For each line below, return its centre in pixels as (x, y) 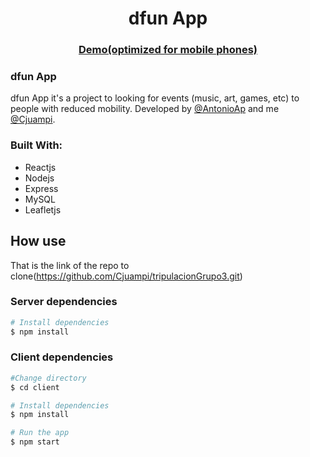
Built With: (36, 145)
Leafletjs (43, 209)
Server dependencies (64, 302)
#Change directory (48, 378)
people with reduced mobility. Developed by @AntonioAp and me (145, 109)
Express (41, 188)
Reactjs (40, 167)
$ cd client (35, 387)
